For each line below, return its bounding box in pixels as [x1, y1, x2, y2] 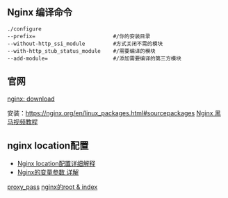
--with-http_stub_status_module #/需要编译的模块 [7, 47, 156, 54]
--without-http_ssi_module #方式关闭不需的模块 [7, 40, 163, 47]
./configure [7, 25, 42, 33]
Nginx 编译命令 [7, 6, 73, 19]
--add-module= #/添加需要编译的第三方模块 [7, 55, 182, 62]
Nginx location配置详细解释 [17, 159, 96, 168]
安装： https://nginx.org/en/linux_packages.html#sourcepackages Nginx [7, 108, 213, 117]
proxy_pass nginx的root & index [7, 183, 98, 191]
